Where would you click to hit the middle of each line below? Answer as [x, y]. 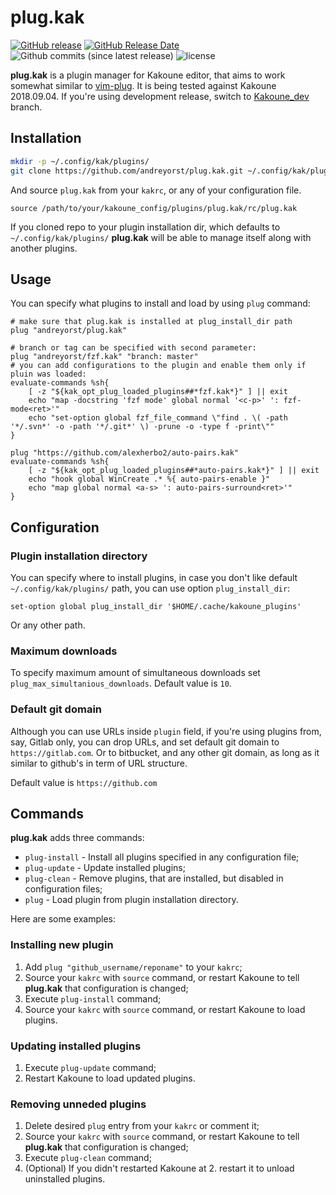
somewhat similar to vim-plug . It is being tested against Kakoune [143, 85]
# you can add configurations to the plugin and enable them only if [158, 366]
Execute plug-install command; [93, 998]
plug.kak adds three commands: [77, 838]
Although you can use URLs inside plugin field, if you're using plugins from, [166, 731]
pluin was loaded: [48, 374]
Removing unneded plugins [78, 1104]
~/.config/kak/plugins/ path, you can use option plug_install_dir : [150, 588]
